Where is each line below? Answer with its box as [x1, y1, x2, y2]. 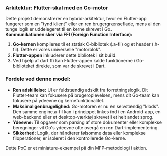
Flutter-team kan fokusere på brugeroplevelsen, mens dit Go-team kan [12, 92, 160, 98]
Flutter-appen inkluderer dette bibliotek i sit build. [12, 52, 117, 58]
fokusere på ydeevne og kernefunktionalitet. [12, 97, 105, 103]
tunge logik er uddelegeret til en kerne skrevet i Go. [5, 26, 112, 32]
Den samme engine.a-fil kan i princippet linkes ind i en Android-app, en [12, 108, 161, 115]
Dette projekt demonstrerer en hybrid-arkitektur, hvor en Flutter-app [5, 16, 147, 22]
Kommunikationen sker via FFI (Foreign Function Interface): [5, 32, 133, 38]
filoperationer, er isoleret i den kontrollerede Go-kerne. [12, 135, 126, 141]
